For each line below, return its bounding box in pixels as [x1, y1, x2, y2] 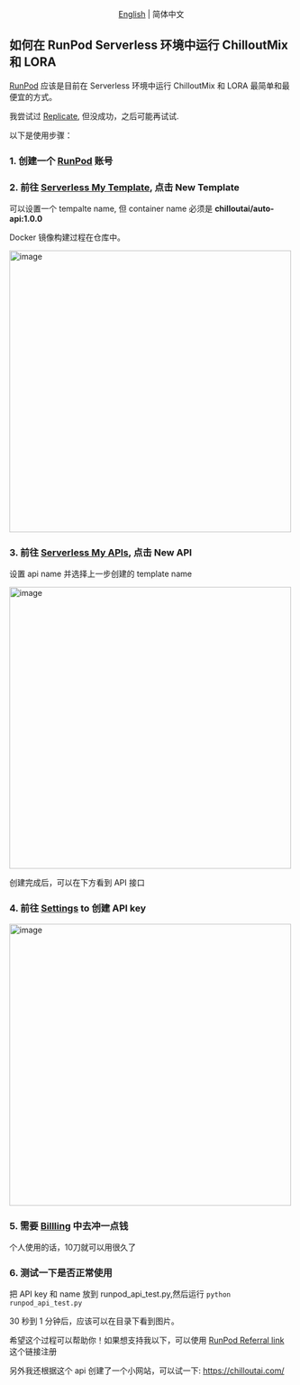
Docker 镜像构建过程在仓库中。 [9, 232, 126, 243]
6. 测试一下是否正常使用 [9, 1266, 113, 1279]
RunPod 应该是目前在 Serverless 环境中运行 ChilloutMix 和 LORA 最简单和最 [9, 80, 290, 91]
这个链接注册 [9, 1346, 57, 1357]
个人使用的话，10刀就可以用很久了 [9, 1242, 137, 1252]
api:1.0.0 [9, 214, 43, 225]
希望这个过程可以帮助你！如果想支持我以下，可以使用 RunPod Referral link [9, 1335, 285, 1346]
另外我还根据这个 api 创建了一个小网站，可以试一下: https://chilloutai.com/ [9, 1365, 285, 1376]
